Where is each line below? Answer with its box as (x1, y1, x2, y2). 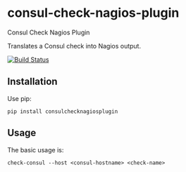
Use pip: (7, 94, 32, 102)
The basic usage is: (7, 145, 64, 154)
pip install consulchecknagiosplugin (7, 107, 118, 115)
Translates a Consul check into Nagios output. (7, 41, 142, 50)
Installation (7, 76, 58, 88)
